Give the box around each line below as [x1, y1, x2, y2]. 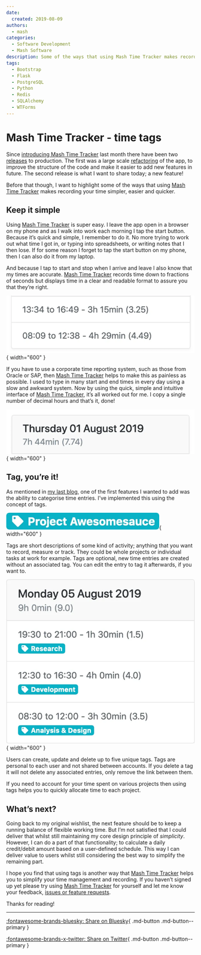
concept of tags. [6, 500, 47, 508]
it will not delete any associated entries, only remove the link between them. [6, 769, 193, 776]
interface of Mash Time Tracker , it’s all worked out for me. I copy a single [6, 391, 186, 398]
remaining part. [6, 858, 44, 865]
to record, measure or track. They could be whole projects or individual [6, 548, 181, 555]
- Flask [11, 72, 31, 79]
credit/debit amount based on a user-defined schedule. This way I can [6, 845, 179, 853]
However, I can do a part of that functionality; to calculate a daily [6, 839, 166, 846]
